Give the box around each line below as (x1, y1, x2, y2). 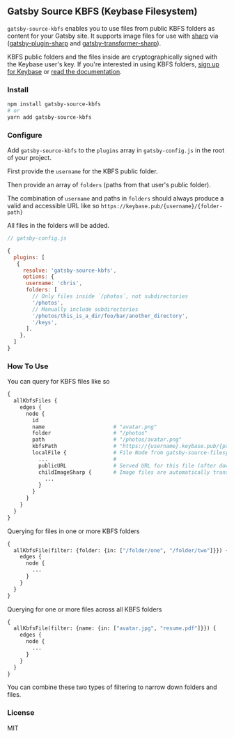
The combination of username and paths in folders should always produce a (7, 194, 224, 203)
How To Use (7, 361, 49, 371)
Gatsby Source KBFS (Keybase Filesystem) (7, 6, 198, 17)
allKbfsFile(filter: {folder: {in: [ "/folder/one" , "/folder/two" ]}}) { (13, 547, 229, 554)
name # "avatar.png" (32, 423, 157, 430)
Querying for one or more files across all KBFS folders (7, 605, 162, 614)
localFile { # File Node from (32, 449, 164, 456)
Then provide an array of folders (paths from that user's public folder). (7, 181, 211, 189)
